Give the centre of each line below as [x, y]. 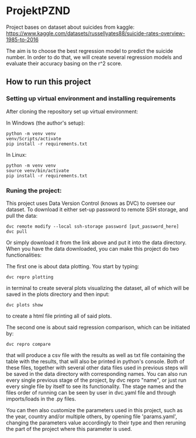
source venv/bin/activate [37, 171]
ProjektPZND [38, 11]
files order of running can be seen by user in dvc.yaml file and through [91, 392]
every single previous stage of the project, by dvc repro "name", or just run [96, 380]
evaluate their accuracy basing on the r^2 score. [64, 63]
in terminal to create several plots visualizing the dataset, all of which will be [98, 288]
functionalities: [24, 255]
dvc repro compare [28, 344]
